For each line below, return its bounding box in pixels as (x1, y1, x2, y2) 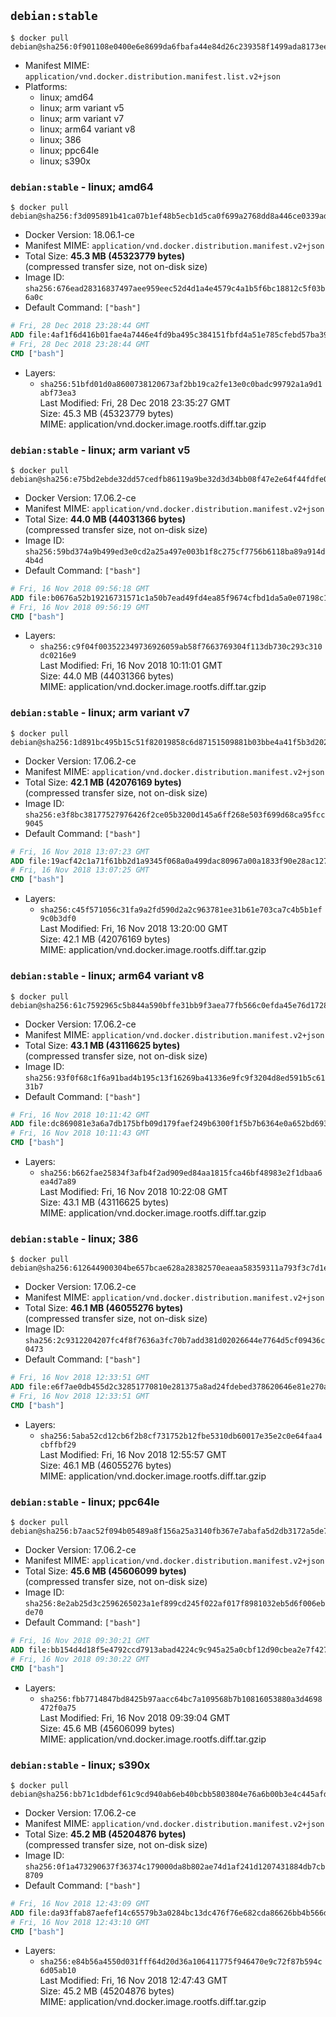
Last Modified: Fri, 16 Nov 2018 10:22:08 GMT (39, 1186, 228, 1197)
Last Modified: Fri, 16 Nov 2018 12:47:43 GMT (39, 1975, 228, 1987)
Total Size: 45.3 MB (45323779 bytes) (24, 250, 186, 262)
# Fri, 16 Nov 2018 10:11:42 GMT (10, 1110, 150, 1120)
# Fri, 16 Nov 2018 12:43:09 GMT (10, 1898, 150, 1909)
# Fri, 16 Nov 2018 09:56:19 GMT (10, 602, 150, 612)
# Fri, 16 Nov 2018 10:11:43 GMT (10, 1128, 150, 1139)
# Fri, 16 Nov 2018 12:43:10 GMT (10, 1917, 150, 1927)
